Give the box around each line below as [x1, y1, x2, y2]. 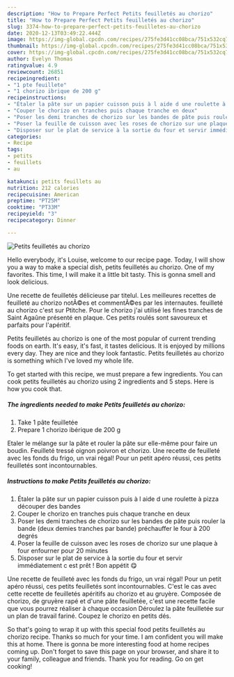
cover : [7, 49, 26, 56]
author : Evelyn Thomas [7, 56, 73, 63]
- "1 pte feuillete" [7, 81, 68, 88]
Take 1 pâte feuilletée [17, 418, 79, 427]
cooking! [7, 662, 33, 670]
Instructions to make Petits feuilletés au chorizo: [7, 477, 151, 486]
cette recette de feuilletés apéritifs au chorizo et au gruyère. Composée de [7, 589, 221, 598]
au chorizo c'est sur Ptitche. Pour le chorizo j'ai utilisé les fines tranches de [7, 305, 223, 314]
